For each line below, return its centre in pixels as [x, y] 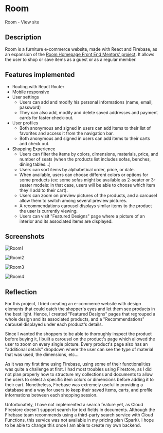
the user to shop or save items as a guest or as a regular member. [71, 59]
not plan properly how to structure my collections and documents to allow [79, 374]
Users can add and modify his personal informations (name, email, [86, 102]
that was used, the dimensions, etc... [42, 354]
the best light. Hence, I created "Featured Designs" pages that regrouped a [80, 314]
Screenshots [25, 236]
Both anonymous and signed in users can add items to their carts [85, 138]
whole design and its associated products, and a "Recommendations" [75, 319]
